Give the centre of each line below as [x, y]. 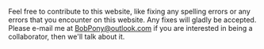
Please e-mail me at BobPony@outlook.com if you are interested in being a [130, 28]
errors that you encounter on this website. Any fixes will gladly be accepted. [132, 20]
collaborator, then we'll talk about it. [67, 36]
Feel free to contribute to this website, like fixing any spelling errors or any [130, 11]
